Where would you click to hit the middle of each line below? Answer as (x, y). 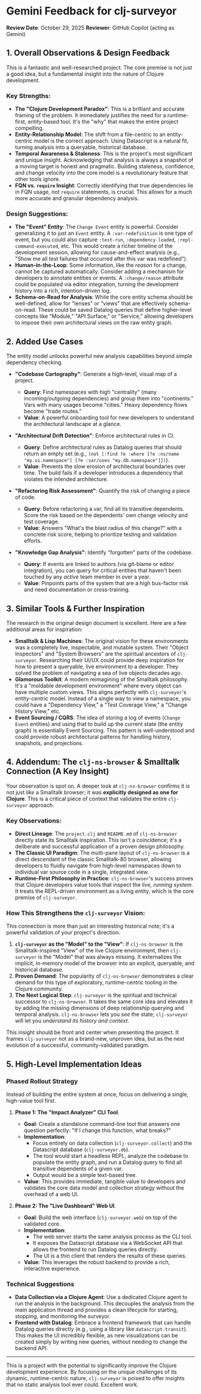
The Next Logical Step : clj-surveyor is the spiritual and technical (96, 995)
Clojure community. (39, 989)
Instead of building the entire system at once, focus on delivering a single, (97, 1094)
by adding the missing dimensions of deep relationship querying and (99, 1008)
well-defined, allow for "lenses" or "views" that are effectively (91, 303)
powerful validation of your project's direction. (63, 933)
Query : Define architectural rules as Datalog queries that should (103, 447)
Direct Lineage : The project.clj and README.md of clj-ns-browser (96, 834)
